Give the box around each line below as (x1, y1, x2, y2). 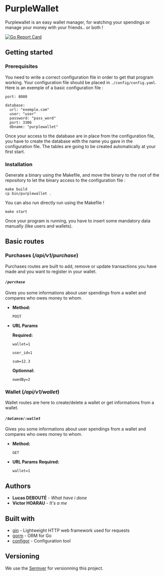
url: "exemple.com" (9, 107, 50, 112)
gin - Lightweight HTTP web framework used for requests (12, 527, 130, 533)
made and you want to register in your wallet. (5, 269, 97, 274)
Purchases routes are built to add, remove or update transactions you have (5, 263, 157, 269)
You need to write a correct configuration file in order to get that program (5, 74, 154, 80)
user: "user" (9, 111, 36, 116)
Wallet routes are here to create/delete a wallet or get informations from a (5, 399, 154, 406)
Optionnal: (12, 367, 34, 373)
